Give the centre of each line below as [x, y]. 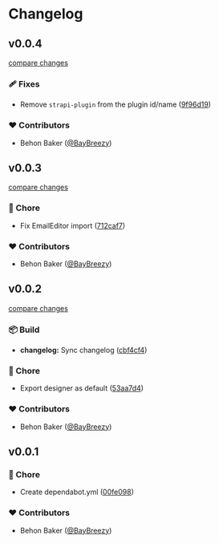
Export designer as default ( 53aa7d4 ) [82, 388]
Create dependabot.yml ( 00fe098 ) [77, 492]
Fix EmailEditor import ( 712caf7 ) [73, 225]
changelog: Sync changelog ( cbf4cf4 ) [83, 351]
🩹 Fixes [24, 83]
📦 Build [24, 330]
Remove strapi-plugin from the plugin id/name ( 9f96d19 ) [115, 104]
